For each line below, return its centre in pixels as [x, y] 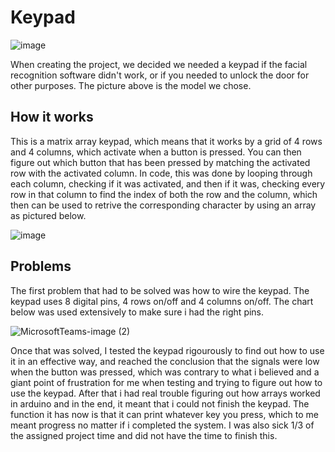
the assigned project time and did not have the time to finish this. [144, 435]
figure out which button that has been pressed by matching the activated [160, 162]
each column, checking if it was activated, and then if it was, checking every [168, 183]
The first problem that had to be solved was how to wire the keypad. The [160, 290]
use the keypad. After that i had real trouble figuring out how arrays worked [165, 393]
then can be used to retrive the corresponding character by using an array [163, 205]
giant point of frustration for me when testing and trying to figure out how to [166, 382]
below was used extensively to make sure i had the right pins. [137, 312]
